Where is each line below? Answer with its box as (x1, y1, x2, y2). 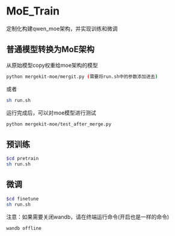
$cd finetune (6, 196, 39, 202)
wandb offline (6, 225, 42, 231)
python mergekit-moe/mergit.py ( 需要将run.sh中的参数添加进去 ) (6, 74, 158, 80)
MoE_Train (6, 4, 60, 18)
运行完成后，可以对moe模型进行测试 (6, 109, 96, 116)
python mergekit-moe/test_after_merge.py (6, 121, 112, 127)
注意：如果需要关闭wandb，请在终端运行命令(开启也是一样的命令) (6, 213, 170, 220)
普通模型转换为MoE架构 (6, 44, 95, 55)
